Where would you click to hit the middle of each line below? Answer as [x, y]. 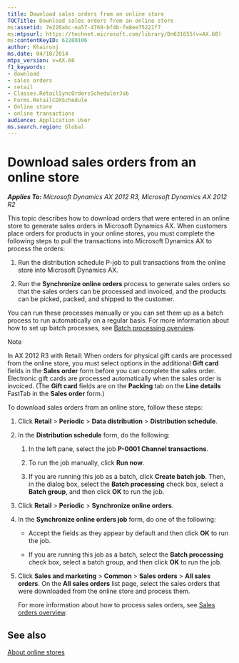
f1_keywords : [27, 67]
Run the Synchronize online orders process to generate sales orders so [124, 284]
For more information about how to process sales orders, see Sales [116, 605]
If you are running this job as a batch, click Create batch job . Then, [127, 477]
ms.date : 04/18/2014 [38, 54]
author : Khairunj [33, 47]
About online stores [36, 652]
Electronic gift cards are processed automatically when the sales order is [115, 378]
